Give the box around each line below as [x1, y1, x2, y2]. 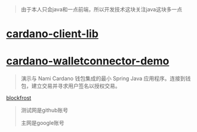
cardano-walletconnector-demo [6, 54, 170, 68]
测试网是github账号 [20, 107, 69, 114]
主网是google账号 [20, 119, 64, 127]
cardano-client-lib [6, 27, 98, 41]
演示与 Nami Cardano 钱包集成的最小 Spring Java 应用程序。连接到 [20, 75, 186, 82]
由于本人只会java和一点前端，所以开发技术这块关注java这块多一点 [20, 6, 183, 13]
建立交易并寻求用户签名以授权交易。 [31, 82, 121, 90]
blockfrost [6, 94, 32, 102]
